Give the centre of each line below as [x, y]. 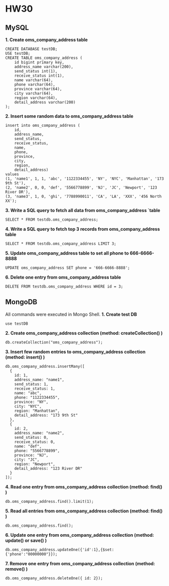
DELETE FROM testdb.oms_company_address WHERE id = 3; [64, 287]
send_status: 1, [32, 384]
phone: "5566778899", [37, 451]
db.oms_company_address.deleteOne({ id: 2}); [54, 578]
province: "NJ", [32, 455]
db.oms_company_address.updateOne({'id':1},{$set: [60, 549]
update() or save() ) [26, 540]
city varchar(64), [34, 93]
